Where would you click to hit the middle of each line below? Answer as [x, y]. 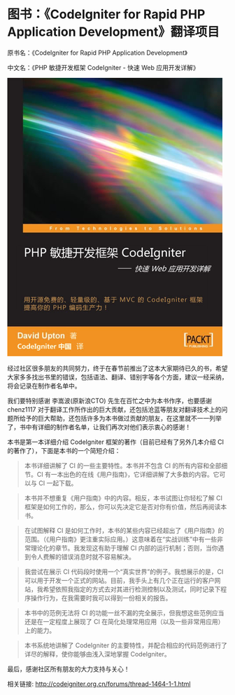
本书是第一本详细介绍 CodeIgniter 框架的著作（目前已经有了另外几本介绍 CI [116, 442]
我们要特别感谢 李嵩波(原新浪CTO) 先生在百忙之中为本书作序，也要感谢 [109, 400]
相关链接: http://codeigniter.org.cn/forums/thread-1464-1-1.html [99, 684]
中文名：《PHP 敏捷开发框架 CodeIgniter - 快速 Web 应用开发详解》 [103, 67]
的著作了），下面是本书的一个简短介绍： [64, 450]
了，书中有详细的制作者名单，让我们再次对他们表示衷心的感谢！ [99, 427]
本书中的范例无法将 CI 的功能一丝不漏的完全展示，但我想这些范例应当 [124, 613]
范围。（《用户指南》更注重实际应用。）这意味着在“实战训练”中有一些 [121, 539]
